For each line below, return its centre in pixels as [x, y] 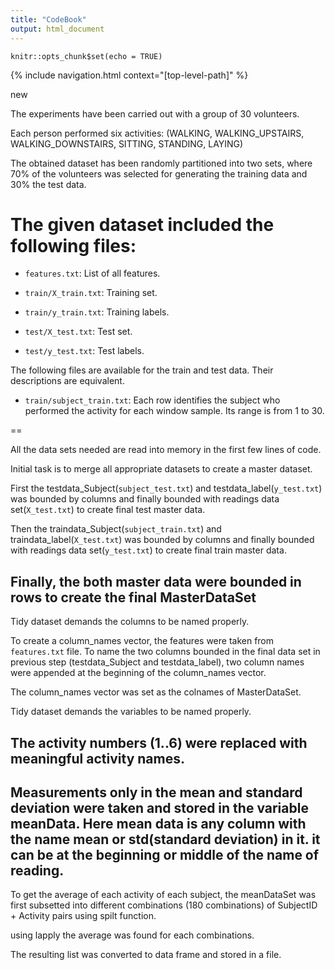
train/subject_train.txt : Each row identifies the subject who [152, 400]
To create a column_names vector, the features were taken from [142, 641]
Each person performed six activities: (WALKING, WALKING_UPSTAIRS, [157, 133]
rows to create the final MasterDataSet [133, 597]
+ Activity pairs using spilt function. [83, 916]
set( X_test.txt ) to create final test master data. [108, 510]
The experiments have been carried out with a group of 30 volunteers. [155, 113]
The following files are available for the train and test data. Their [142, 370]
